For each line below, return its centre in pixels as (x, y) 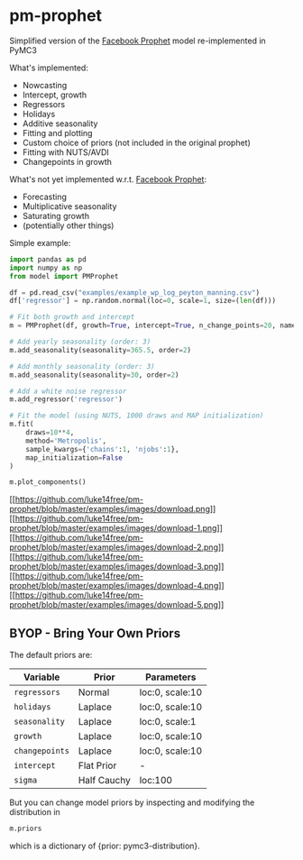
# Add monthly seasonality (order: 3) (82, 366)
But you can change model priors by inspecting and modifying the (132, 802)
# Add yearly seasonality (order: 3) (80, 342)
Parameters (171, 677)
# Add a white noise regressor (68, 391)
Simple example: (40, 242)
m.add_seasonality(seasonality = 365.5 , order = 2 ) (101, 350)
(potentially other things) (68, 225)
